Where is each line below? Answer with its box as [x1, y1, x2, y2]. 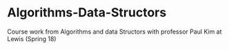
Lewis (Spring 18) [7, 34, 57, 42]
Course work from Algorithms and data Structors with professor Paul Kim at [7, 27, 222, 36]
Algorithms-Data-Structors [7, 5, 167, 21]
